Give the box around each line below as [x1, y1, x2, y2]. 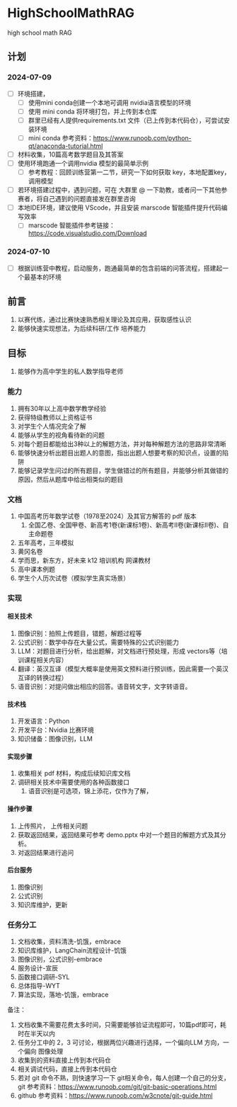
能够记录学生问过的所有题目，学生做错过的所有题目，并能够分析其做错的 [17, 466, 229, 475]
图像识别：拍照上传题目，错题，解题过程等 [17, 629, 142, 638]
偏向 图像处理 [23, 1047, 64, 1056]
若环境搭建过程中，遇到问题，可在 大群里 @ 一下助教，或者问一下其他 [17, 186, 221, 194]
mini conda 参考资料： [28, 133, 93, 142]
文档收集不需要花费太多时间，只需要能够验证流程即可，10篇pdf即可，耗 [17, 1021, 226, 1029]
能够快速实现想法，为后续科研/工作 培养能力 [17, 324, 146, 333]
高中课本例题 [17, 564, 55, 573]
